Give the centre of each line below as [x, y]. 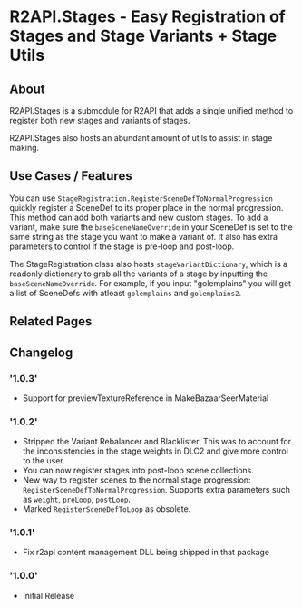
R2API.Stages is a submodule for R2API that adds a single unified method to [151, 110]
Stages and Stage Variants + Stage [143, 36]
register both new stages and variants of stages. [100, 120]
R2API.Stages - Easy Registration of [147, 17]
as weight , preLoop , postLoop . [77, 499]
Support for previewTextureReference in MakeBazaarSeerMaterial [146, 398]
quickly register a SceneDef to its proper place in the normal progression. [146, 207]
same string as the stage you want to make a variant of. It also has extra [144, 236]
